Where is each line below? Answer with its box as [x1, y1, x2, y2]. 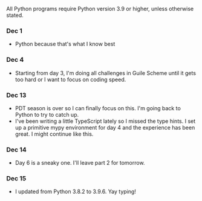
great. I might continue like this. [15, 130, 94, 137]
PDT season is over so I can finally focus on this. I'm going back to [15, 104, 181, 111]
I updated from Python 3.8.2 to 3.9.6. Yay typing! [15, 188, 136, 196]
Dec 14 [6, 145, 27, 154]
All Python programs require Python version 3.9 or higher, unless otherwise [6, 5, 194, 12]
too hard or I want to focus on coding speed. [15, 76, 126, 83]
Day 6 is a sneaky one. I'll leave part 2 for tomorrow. [15, 159, 145, 166]
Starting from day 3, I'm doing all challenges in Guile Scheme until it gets [15, 69, 197, 76]
